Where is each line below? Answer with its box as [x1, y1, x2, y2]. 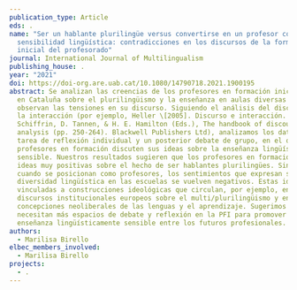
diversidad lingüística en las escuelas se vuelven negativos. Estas [17, 178, 278, 187]
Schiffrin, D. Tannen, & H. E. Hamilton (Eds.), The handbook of [17, 120, 263, 129]
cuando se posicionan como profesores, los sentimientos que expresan [17, 169, 283, 178]
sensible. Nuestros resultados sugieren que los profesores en [17, 152, 255, 162]
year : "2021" [9, 71, 57, 80]
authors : [9, 226, 42, 235]
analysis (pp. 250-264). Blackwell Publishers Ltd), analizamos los [17, 128, 275, 137]
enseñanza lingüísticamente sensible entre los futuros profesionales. [17, 218, 287, 227]
